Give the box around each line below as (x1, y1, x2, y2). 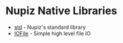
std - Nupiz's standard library (14, 24, 86, 31)
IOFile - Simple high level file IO (14, 29, 91, 37)
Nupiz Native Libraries (5, 4, 118, 18)
